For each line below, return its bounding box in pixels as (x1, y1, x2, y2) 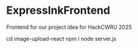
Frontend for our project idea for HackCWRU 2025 (6, 23, 132, 31)
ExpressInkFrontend (6, 4, 111, 17)
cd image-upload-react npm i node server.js (6, 35, 117, 42)
